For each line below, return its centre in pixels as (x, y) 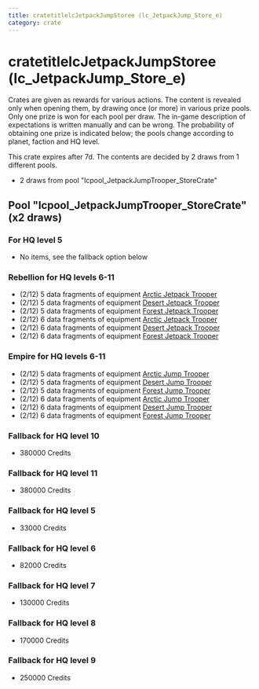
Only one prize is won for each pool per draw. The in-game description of (127, 117)
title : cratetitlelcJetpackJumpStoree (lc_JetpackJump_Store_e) (115, 15)
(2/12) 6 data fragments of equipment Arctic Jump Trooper (115, 398)
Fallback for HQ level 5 (52, 511)
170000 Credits (44, 640)
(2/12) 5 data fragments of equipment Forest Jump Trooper (115, 390)
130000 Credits (44, 603)
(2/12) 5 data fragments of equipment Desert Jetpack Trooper (119, 302)
